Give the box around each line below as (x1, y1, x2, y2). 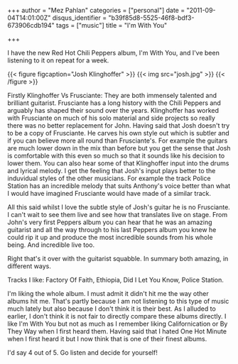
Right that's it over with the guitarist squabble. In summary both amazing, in (7, 255, 229, 263)
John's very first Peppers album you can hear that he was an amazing (7, 218, 212, 226)
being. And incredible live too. (7, 241, 95, 249)
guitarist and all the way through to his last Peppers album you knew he (7, 226, 217, 233)
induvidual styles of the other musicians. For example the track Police (7, 174, 211, 182)
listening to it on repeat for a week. (7, 56, 109, 65)
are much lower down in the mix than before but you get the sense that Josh (7, 144, 231, 152)
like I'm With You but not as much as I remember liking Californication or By (7, 319, 228, 328)
